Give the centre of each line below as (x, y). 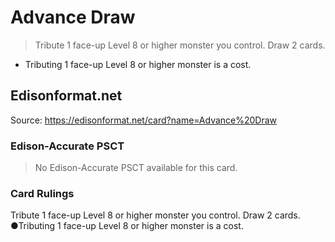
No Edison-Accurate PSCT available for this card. (136, 168)
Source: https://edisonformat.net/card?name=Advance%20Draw (144, 120)
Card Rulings (42, 193)
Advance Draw (73, 17)
